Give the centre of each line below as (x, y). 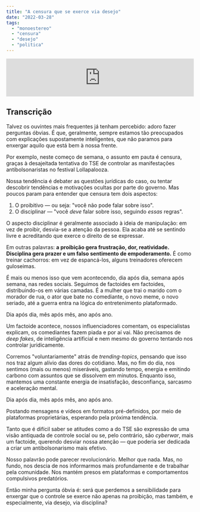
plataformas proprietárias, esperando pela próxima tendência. (82, 417)
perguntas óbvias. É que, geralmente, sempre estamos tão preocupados (95, 133)
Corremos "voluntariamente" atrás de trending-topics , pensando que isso (96, 356)
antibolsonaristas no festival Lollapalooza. (57, 169)
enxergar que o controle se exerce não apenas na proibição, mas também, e (100, 496)
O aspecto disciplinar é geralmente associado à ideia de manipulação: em (97, 223)
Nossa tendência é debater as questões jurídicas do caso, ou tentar (89, 181)
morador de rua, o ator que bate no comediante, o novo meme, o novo (92, 296)
